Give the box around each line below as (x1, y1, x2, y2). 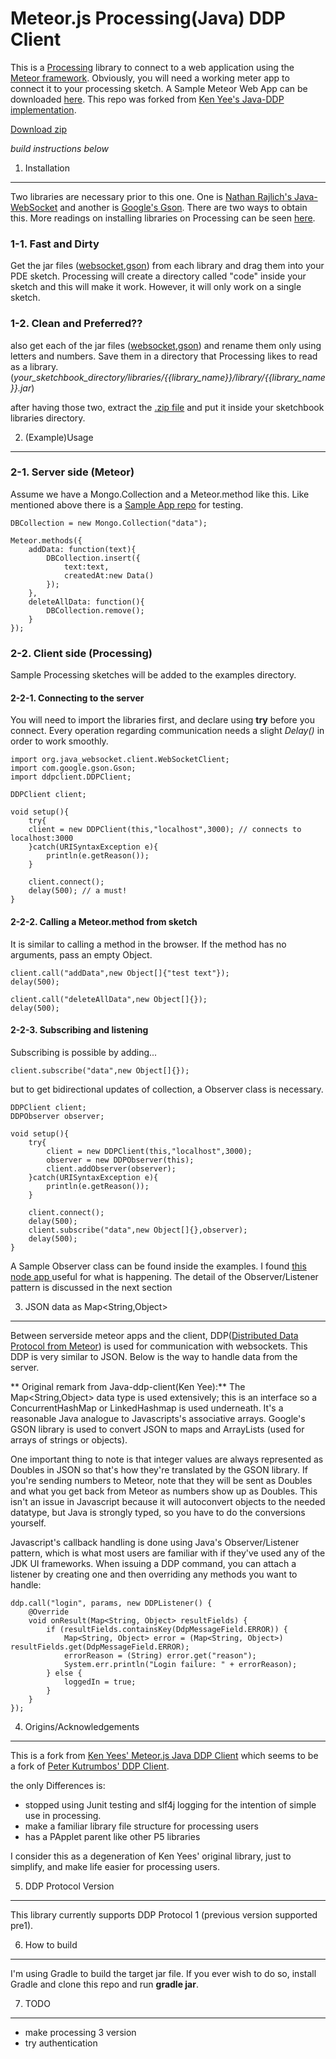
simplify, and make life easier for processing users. (10, 1860, 221, 1872)
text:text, (63, 562, 110, 572)
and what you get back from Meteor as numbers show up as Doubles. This (10, 1485, 318, 1497)
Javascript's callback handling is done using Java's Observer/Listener (10, 1536, 300, 1548)
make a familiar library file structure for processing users (24, 1820, 259, 1832)
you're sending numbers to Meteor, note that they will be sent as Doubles (10, 1474, 313, 1486)
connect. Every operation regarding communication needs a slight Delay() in (10, 725, 325, 737)
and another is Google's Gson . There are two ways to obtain (59, 201, 308, 213)
